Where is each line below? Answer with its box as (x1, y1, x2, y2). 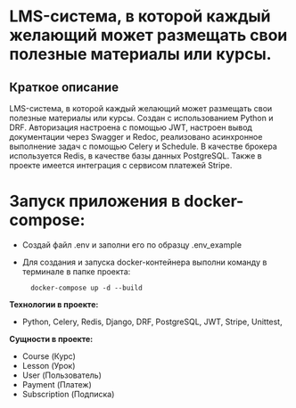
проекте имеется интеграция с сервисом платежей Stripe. (9, 160, 233, 170)
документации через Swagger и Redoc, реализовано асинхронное (9, 132, 263, 142)
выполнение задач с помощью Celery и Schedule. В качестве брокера (9, 141, 278, 151)
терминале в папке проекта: (21, 265, 131, 277)
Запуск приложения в (9, 192, 181, 211)
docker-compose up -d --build (30, 283, 143, 292)
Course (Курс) (21, 350, 76, 362)
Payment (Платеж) (21, 379, 92, 389)
